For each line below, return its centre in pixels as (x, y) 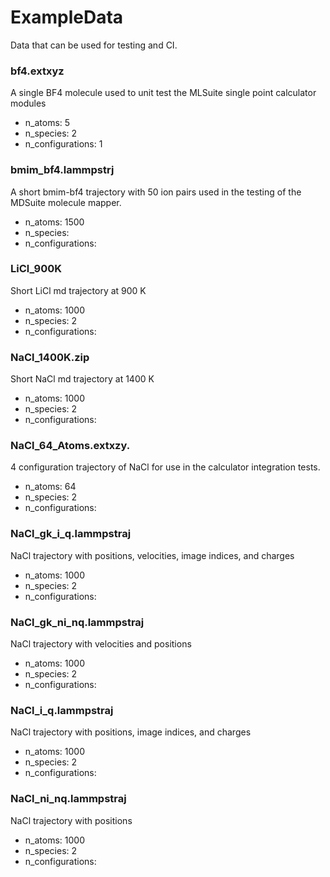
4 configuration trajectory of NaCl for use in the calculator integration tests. (165, 467)
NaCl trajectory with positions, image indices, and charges (131, 732)
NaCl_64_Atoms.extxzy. (70, 446)
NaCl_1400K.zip (50, 357)
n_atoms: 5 (47, 123)
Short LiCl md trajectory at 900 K (78, 290)
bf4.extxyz (37, 71)
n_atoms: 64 (50, 487)
